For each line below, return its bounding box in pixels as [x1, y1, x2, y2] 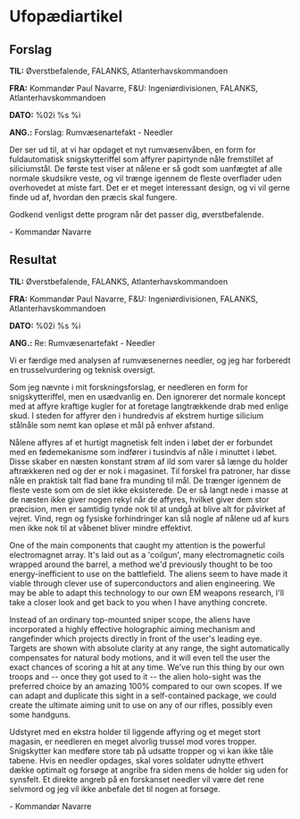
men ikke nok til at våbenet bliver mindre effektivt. [9, 522, 194, 533]
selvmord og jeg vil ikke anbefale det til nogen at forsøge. [9, 783, 221, 794]
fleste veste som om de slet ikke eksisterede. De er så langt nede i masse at [9, 485, 288, 495]
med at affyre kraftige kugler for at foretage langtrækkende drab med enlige [9, 401, 288, 411]
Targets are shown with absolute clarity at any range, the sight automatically [9, 642, 290, 654]
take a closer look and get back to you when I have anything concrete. [9, 596, 268, 607]
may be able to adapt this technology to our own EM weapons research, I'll [9, 587, 284, 598]
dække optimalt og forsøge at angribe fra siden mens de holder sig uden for [9, 764, 288, 775]
